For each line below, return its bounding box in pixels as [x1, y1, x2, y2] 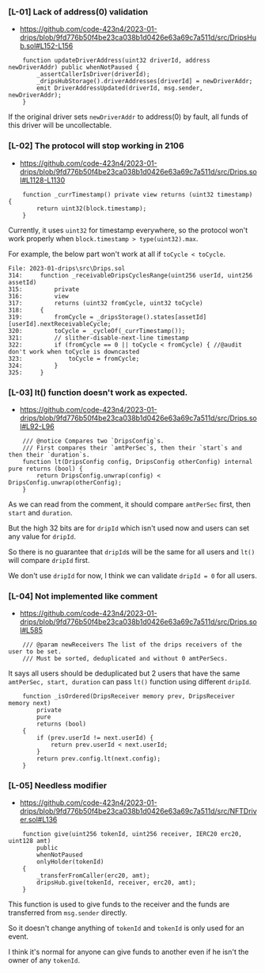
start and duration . [8, 508, 73, 517]
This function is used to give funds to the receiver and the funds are [8, 899, 230, 910]
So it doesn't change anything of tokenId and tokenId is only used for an [8, 923, 244, 933]
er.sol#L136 [19, 815, 58, 825]
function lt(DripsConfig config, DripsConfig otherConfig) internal [22, 458, 253, 465]
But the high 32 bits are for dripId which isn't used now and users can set [8, 523, 250, 533]
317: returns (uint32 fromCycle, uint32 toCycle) [8, 299, 203, 307]
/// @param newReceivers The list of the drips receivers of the [22, 641, 243, 649]
